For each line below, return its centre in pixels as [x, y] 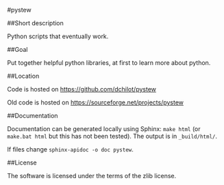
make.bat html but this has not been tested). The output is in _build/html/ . [112, 136]
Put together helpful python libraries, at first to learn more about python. [109, 63]
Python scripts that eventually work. [58, 36]
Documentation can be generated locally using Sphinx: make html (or [104, 129]
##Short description [35, 23]
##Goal [17, 49]
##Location [23, 76]
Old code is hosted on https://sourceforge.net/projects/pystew [95, 102]
